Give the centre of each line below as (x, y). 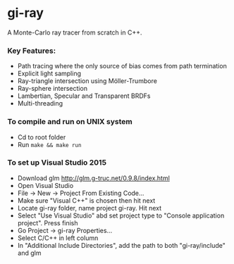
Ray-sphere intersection (53, 89)
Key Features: (32, 51)
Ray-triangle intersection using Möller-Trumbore (87, 81)
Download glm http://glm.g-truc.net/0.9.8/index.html (94, 178)
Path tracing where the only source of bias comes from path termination (122, 66)
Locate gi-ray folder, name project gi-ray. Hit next (90, 208)
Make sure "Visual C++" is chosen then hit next (86, 200)
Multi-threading (40, 103)
